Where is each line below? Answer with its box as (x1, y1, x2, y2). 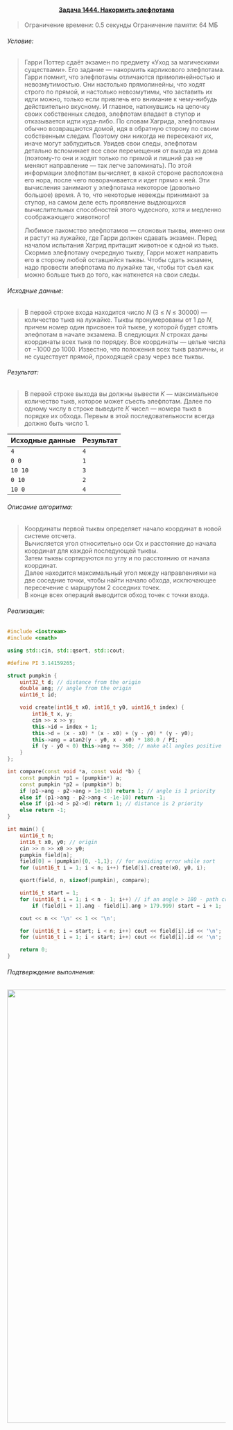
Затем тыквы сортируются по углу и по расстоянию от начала (24, 554, 210, 562)
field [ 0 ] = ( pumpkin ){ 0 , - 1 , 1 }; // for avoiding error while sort (19, 858, 216, 865)
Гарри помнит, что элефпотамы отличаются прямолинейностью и (24, 73, 221, 81)
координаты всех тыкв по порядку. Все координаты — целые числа (24, 337, 226, 346)
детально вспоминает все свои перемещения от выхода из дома (24, 146, 218, 155)
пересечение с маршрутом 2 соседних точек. (24, 583, 162, 592)
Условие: (7, 37, 34, 45)
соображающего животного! (24, 213, 110, 221)
